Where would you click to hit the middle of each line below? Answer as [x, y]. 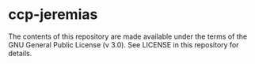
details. [20, 53]
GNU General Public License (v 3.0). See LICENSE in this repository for [124, 44]
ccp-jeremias [53, 15]
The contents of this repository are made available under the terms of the [128, 36]
